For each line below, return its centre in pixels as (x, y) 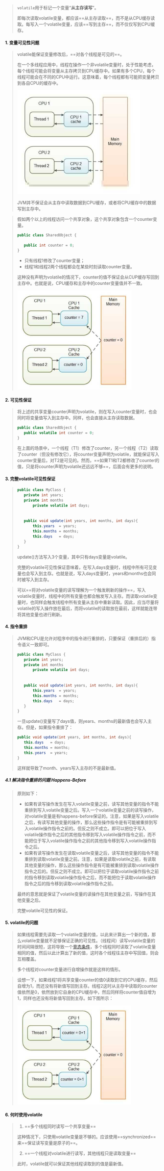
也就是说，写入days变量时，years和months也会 (104, 573)
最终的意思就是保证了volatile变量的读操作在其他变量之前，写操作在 (84, 894)
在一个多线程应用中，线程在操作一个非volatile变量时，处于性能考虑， (86, 65)
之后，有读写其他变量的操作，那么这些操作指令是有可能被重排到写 (91, 822)
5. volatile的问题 (22, 923)
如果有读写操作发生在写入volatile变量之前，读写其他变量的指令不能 (92, 804)
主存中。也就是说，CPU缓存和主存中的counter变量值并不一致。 (81, 283)
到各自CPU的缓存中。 (39, 83)
